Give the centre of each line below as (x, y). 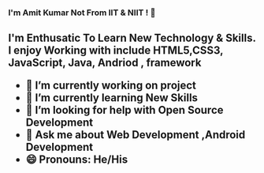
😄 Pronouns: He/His (77, 160)
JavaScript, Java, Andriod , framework (105, 63)
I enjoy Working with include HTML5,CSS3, (116, 51)
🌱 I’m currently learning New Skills (112, 98)
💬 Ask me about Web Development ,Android (136, 135)
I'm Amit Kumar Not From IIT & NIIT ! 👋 (82, 13)
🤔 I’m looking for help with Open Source (125, 110)
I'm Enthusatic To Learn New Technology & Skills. (132, 38)
